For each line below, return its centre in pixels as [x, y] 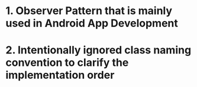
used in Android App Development [92, 23]
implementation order [60, 75]
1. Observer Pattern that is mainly [89, 11]
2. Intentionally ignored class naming [98, 50]
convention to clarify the [67, 63]
